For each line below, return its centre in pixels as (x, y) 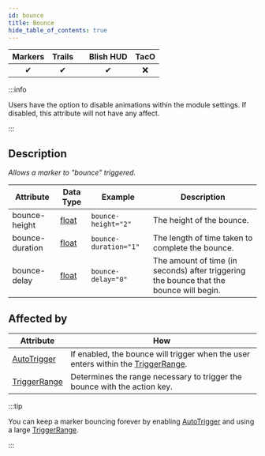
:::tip (15, 406)
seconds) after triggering (199, 271)
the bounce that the (189, 281)
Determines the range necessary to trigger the (156, 377)
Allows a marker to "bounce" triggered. (72, 173)
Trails (62, 57)
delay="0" (109, 280)
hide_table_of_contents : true (58, 30)
